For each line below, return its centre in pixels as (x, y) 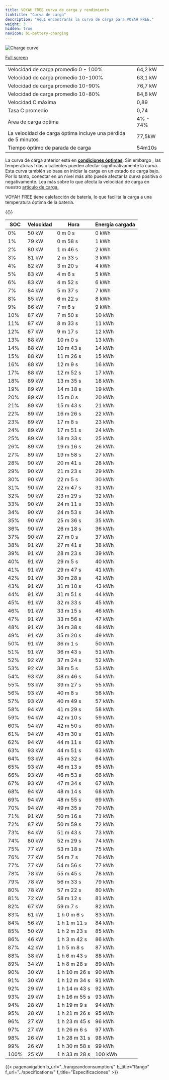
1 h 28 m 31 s (74, 1038)
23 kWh (104, 422)
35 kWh (104, 520)
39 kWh (104, 553)
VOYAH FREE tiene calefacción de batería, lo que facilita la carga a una (79, 197)
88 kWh (104, 956)
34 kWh (104, 512)
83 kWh (104, 914)
